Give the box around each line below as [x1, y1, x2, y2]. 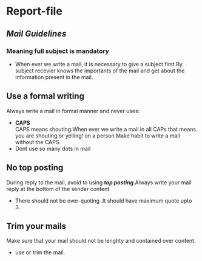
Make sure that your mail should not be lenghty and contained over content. [6, 237, 196, 245]
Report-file [6, 4, 62, 18]
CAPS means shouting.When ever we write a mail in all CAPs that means [15, 125, 196, 133]
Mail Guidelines [6, 29, 67, 39]
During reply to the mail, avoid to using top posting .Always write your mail [6, 178, 192, 186]
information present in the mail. [15, 73, 93, 80]
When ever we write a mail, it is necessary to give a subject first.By [15, 60, 183, 68]
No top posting [6, 162, 64, 173]
